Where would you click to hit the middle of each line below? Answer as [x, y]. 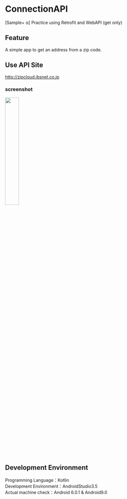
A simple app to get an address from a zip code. [53, 49]
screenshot [19, 89]
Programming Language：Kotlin [37, 480]
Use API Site [24, 65]
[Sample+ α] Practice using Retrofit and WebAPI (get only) [64, 22]
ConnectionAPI [37, 9]
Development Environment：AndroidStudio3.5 [51, 486]
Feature [17, 38]
